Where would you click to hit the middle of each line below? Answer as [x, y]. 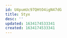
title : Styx [18, 14]
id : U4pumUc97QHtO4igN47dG [33, 10]
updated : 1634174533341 [30, 23]
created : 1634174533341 [30, 28]
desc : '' [14, 19]
